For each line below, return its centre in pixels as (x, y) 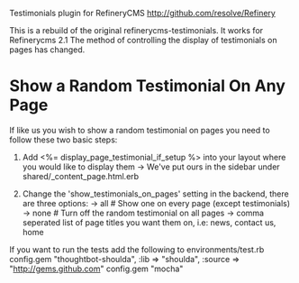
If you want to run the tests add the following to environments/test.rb (137, 249)
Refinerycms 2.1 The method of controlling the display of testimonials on (143, 40)
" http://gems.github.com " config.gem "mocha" (96, 269)
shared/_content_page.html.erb (81, 176)
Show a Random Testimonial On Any (148, 86)
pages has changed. (47, 50)
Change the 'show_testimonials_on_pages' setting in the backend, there (156, 194)
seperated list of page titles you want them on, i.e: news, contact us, (149, 222)
